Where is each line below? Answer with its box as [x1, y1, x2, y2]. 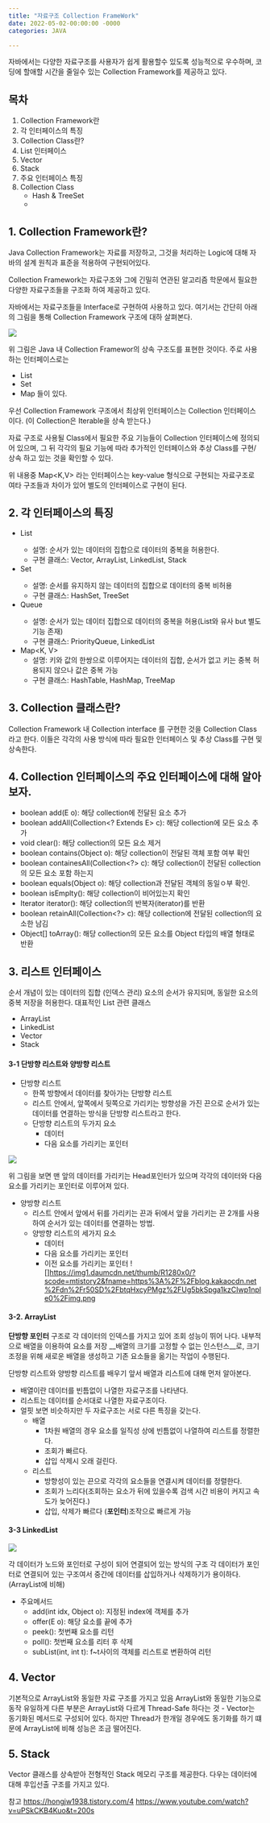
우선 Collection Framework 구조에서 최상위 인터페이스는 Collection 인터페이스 [8, 406, 256, 415]
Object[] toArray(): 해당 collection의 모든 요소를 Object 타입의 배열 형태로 [19, 928, 255, 939]
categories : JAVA [8, 27, 67, 35]
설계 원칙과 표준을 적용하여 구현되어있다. [23, 258, 151, 267]
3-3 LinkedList [8, 1525, 58, 1535]
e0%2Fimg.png [44, 1294, 96, 1303]
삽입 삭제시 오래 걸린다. [44, 1455, 118, 1465]
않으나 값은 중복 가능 [53, 665, 118, 675]
